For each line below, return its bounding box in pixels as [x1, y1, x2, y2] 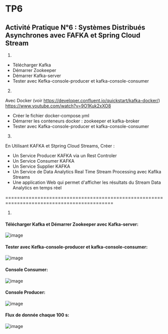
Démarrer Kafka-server [12, 73, 62, 79]
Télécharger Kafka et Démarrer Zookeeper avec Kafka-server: [5, 221, 139, 227]
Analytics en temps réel [12, 185, 62, 190]
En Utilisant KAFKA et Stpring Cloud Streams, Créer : [5, 143, 115, 149]
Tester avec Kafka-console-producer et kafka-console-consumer [12, 123, 149, 129]
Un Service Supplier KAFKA [12, 163, 71, 169]
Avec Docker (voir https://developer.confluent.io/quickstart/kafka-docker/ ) [5, 98, 160, 103]
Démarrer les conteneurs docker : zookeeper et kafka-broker [12, 118, 140, 124]
